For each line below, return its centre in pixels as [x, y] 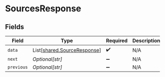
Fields [15, 27]
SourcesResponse [43, 9]
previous [18, 67]
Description [146, 41]
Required [117, 41]
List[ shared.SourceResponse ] [67, 50]
